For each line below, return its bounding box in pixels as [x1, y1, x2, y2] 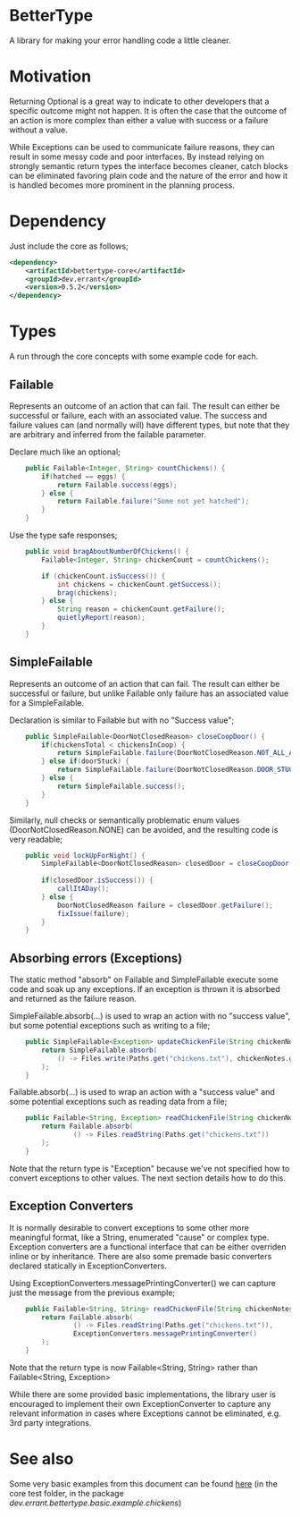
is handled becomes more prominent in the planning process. [9, 180, 235, 191]
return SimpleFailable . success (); [56, 782, 186, 791]
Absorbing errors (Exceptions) [9, 950, 183, 966]
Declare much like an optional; [9, 446, 121, 457]
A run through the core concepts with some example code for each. [9, 351, 259, 362]
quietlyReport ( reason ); [56, 614, 146, 623]
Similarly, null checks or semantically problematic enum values [9, 815, 240, 826]
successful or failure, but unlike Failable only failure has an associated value [9, 688, 289, 699]
